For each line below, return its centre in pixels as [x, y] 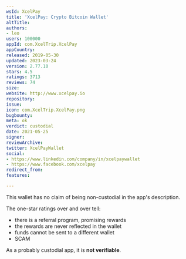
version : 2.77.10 [27, 66]
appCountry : [21, 50]
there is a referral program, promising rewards [70, 220]
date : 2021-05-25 [27, 132]
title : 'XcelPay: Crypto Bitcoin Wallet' [58, 17]
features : [18, 176]
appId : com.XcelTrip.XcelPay [42, 45]
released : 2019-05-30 [33, 55]
